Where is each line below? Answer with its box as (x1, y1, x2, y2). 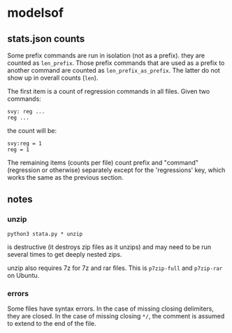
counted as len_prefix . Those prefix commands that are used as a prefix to (7, 59, 225, 67)
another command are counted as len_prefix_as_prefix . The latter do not (7, 66, 220, 74)
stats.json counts (7, 33, 85, 45)
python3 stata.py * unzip (7, 230, 82, 237)
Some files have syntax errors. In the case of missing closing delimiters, (7, 304, 215, 313)
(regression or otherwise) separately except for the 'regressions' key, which (7, 166, 226, 174)
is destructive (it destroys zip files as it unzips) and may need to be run (7, 243, 212, 251)
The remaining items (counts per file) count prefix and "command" (7, 159, 199, 166)
